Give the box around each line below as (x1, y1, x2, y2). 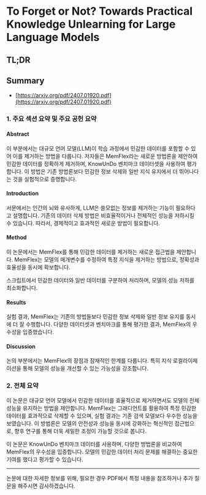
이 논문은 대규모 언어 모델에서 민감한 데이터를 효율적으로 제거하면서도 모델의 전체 (6, 396, 200, 404)
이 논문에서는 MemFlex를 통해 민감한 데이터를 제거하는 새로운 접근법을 (6, 248, 175, 255)
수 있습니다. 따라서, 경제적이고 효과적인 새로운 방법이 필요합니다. (6, 219, 161, 227)
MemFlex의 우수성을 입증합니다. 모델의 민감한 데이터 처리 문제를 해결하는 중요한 (6, 448, 198, 455)
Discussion (6, 342, 36, 350)
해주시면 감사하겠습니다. (17, 482, 75, 489)
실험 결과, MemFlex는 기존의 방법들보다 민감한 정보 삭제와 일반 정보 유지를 (6, 313, 185, 320)
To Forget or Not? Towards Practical (6, 4, 193, 18)
